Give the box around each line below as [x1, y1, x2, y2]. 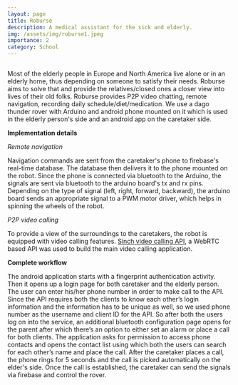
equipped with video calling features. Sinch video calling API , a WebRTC [7, 237, 219, 245]
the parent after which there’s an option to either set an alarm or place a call [7, 325, 230, 334]
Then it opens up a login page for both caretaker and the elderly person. [7, 279, 219, 288]
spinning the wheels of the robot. [7, 202, 105, 210]
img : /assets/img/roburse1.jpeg [7, 30, 103, 38]
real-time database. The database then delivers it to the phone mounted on [7, 164, 228, 172]
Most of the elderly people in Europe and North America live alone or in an [7, 69, 226, 78]
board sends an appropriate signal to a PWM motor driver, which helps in [7, 194, 222, 202]
